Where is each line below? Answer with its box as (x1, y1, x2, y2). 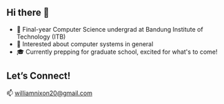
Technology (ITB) (16, 32, 66, 41)
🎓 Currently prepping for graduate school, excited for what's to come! (16, 48, 218, 56)
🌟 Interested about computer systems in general (16, 39, 154, 48)
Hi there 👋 (6, 7, 50, 19)
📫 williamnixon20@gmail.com (6, 89, 92, 97)
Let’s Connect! (6, 70, 71, 82)
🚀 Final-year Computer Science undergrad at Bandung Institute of (16, 25, 204, 33)
